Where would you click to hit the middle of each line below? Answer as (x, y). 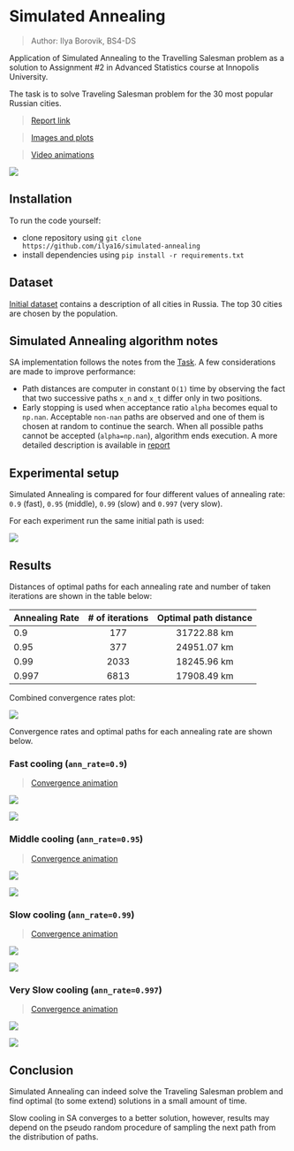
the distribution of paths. (54, 1137)
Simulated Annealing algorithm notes (114, 341)
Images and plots (62, 137)
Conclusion (41, 1070)
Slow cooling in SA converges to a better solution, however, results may (139, 1118)
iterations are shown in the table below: (81, 596)
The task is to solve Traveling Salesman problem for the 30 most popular (141, 94)
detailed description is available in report (96, 445)
